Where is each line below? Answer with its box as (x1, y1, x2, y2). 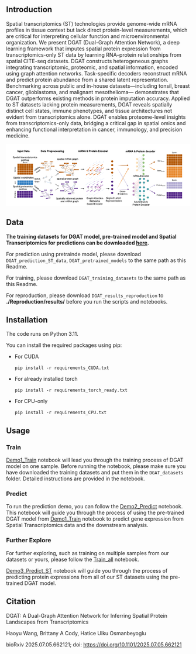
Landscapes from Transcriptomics (6, 618, 89, 625)
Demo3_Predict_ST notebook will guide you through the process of (6, 567, 168, 574)
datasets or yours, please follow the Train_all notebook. (6, 556, 139, 563)
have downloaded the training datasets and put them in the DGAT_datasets (6, 469, 184, 476)
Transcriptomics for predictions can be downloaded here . (6, 239, 149, 246)
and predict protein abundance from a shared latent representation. (6, 76, 169, 83)
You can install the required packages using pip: (6, 342, 122, 349)
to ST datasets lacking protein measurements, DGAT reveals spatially (6, 101, 173, 108)
